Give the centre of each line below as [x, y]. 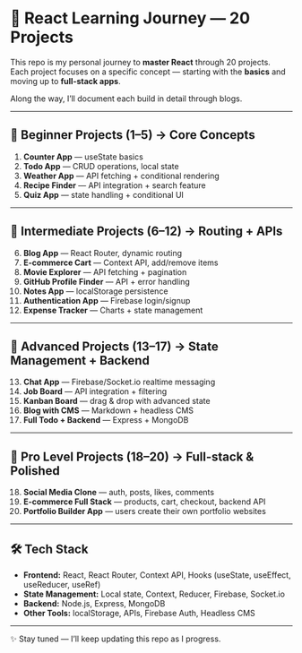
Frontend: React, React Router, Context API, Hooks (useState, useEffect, [157, 575]
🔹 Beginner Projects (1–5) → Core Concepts [133, 135]
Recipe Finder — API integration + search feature [114, 185]
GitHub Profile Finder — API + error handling [107, 281]
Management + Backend [80, 361]
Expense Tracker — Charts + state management [113, 310]
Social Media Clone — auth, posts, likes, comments [118, 493]
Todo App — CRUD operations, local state [101, 166]
